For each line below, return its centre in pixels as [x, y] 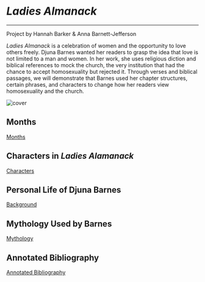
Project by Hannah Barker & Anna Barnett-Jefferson [71, 34]
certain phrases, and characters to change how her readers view [88, 84]
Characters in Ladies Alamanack [70, 156]
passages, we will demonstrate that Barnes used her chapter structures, [97, 78]
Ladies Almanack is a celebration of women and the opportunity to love [96, 45]
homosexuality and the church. [45, 91]
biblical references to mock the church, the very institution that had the [95, 65]
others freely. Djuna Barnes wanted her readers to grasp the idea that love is [102, 52]
